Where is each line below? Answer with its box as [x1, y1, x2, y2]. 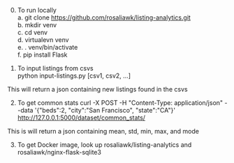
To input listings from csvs [17, 64, 94, 72]
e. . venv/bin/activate [17, 43, 78, 51]
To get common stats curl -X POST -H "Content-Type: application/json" [17, 99, 224, 107]
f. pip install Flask [17, 50, 68, 59]
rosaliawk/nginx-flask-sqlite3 [17, 148, 101, 156]
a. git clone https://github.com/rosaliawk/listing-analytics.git [17, 13, 191, 22]
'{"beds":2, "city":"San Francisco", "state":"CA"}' [34, 106, 176, 114]
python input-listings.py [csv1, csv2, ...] [17, 71, 131, 80]
